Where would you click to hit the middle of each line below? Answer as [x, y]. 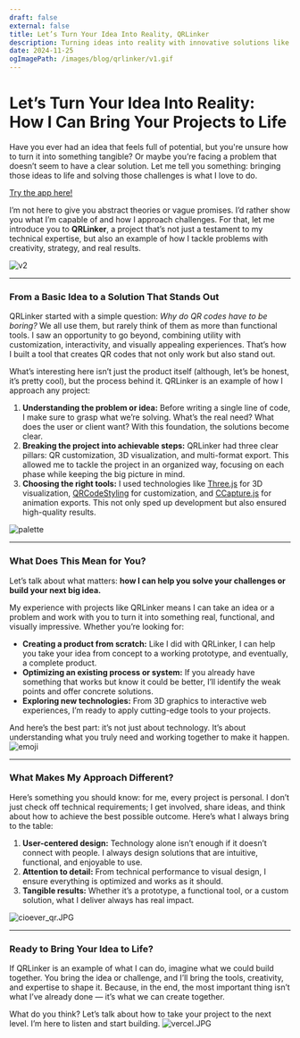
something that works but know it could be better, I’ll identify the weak [151, 682]
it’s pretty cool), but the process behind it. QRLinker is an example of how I [146, 381]
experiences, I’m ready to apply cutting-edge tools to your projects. [146, 710]
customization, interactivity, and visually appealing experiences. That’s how [148, 345]
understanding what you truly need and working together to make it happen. [150, 737]
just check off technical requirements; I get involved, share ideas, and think [147, 807]
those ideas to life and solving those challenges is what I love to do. [133, 175]
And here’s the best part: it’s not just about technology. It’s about [128, 727]
